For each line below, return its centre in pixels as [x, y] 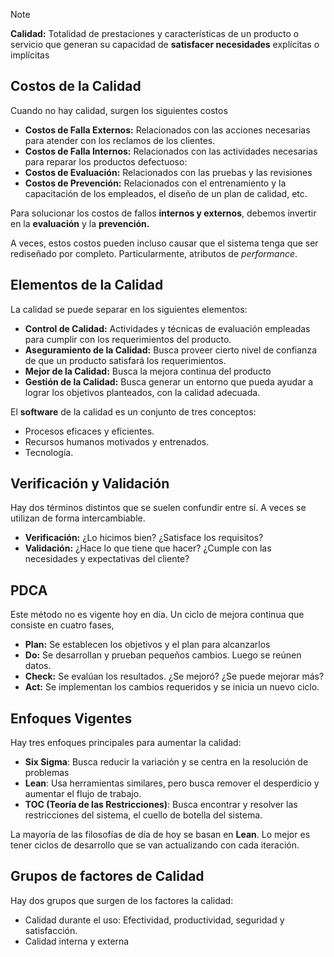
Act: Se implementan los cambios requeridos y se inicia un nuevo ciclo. [172, 687]
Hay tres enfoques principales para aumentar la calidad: [126, 743]
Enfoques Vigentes [71, 718]
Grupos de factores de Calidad [107, 876]
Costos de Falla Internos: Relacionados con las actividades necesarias [171, 151]
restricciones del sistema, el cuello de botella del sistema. [143, 815]
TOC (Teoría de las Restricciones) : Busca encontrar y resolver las [161, 805]
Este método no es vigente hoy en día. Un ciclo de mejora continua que [157, 615]
